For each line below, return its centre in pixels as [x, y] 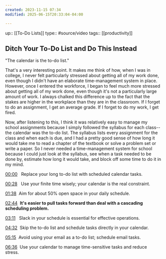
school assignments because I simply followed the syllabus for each [75, 128]
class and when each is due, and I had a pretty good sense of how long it [80, 138]
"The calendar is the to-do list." [37, 61]
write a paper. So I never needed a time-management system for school [79, 149]
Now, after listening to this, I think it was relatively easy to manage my [76, 122]
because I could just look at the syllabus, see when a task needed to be [78, 154]
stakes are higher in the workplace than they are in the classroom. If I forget [83, 102]
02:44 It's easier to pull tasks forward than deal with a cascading [74, 203]
